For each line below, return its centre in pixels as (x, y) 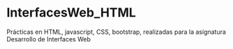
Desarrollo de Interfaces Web (49, 39)
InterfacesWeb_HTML (72, 13)
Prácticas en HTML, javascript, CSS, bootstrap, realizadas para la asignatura (116, 32)
